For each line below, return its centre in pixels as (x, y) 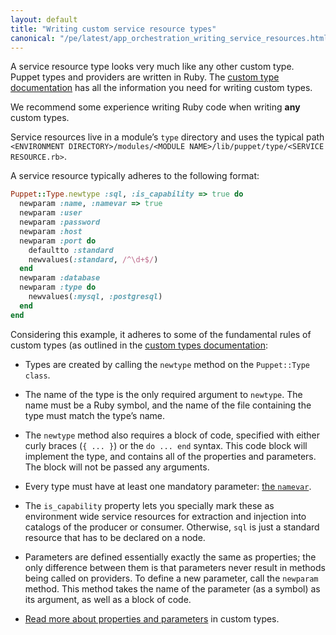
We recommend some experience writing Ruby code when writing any (155, 107)
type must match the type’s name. (94, 415)
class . (37, 375)
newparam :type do (58, 287)
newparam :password (60, 222)
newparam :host (51, 231)
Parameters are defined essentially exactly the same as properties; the (170, 557)
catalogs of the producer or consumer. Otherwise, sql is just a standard (172, 527)
